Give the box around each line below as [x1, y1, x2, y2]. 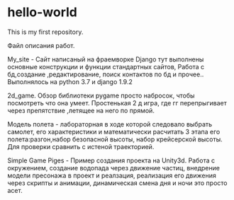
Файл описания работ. [7, 41, 75, 49]
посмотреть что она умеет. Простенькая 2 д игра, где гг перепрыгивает [7, 98, 227, 107]
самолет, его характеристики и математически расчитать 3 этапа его [7, 127, 221, 136]
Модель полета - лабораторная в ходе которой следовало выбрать [7, 119, 213, 128]
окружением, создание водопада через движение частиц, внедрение [7, 163, 220, 172]
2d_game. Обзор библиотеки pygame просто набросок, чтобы [7, 91, 195, 100]
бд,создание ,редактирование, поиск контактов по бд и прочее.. [7, 70, 204, 78]
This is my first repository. [7, 28, 84, 36]
